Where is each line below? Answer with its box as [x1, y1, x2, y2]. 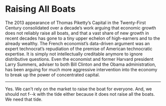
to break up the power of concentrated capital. [5, 72, 100, 78]
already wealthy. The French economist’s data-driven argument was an [5, 40, 150, 46]
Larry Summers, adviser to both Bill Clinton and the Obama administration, [5, 61, 157, 67]
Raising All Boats [5, 3, 76, 15]
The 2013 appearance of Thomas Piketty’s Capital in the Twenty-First [5, 20, 146, 26]
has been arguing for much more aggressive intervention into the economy [5, 66, 158, 72]
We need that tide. [5, 96, 43, 102]
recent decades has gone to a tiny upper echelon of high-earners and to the [5, 35, 161, 41]
